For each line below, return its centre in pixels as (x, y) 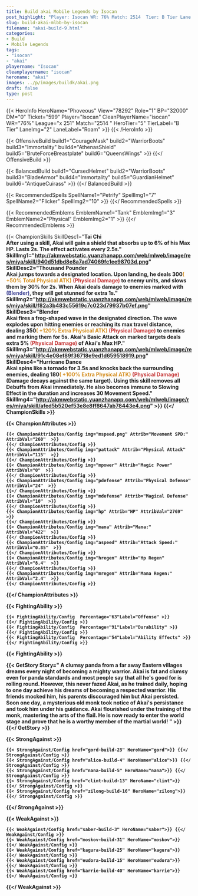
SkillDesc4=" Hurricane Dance (44, 362)
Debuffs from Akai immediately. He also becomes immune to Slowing (93, 387)
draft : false (22, 88)
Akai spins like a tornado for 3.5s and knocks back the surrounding (90, 368)
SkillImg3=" (21, 349)
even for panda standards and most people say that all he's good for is (94, 677)
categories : (21, 34)
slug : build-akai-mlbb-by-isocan (47, 22)
